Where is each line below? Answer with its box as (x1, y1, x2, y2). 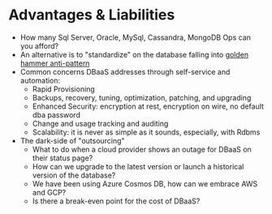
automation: (19, 75, 61, 85)
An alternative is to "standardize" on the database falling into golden (19, 49, 249, 59)
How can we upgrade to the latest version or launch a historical (32, 161, 244, 171)
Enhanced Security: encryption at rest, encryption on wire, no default (32, 101, 264, 111)
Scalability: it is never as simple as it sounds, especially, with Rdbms (32, 127, 261, 137)
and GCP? (32, 187, 67, 197)
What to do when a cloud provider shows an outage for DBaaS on (32, 144, 252, 154)
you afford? (19, 41, 59, 50)
